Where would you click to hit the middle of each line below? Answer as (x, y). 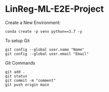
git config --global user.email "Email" (47, 54)
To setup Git (17, 41)
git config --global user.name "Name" (45, 49)
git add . (15, 72)
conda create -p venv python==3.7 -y (44, 31)
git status (16, 76)
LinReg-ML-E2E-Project (54, 9)
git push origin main (27, 85)
